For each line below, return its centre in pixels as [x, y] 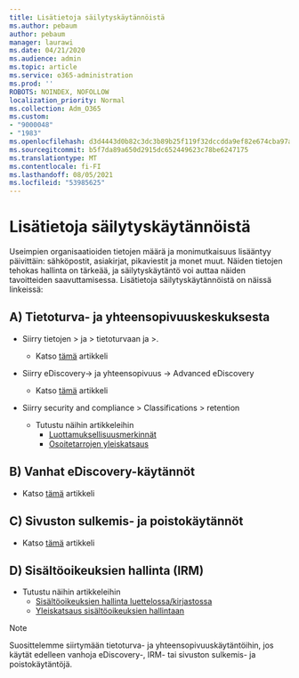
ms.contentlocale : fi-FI [55, 166]
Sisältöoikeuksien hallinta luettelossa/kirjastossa [124, 601]
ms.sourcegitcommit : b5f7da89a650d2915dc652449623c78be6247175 [129, 149]
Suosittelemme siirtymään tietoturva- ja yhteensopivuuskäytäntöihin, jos [141, 645]
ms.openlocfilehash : [48, 141]
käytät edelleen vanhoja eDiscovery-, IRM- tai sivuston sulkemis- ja [133, 655]
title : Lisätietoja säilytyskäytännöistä [87, 17]
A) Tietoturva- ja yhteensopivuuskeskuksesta [139, 317]
